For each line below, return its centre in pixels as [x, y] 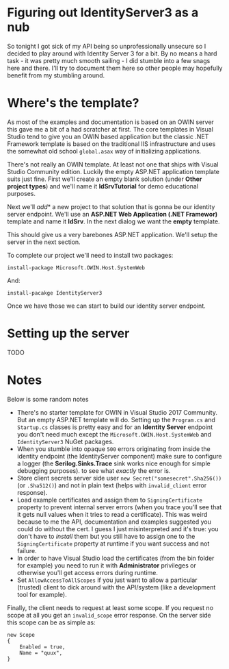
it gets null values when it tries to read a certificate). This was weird [112, 514]
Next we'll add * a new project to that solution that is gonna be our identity [111, 206]
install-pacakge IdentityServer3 [55, 293]
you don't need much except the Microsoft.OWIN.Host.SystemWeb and [114, 434]
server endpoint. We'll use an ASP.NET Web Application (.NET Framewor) [112, 214]
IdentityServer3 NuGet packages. [65, 441]
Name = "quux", [41, 653]
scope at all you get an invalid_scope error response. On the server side [109, 615]
